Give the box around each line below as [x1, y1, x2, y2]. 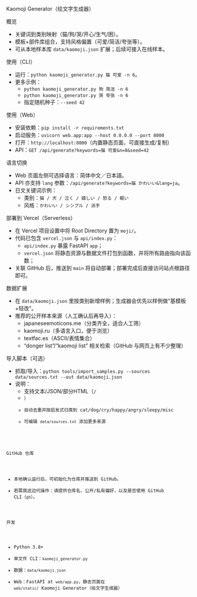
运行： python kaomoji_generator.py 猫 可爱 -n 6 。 [14, 71, 140, 78]
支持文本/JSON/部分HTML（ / [23, 388, 97, 394]
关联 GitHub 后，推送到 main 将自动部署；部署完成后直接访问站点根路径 [14, 265, 190, 271]
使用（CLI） [6, 59, 36, 65]
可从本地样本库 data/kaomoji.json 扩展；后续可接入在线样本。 [14, 45, 168, 53]
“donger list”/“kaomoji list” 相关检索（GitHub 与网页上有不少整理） [23, 342, 187, 349]
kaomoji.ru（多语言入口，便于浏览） [23, 327, 113, 334]
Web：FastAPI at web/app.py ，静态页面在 [14, 579, 106, 585]
